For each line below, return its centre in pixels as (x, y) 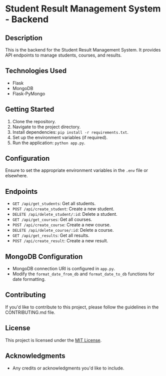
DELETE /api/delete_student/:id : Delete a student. (65, 214)
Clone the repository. (34, 121)
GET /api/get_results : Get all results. (51, 235)
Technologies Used (36, 71)
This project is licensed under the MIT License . (53, 340)
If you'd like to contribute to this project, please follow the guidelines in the (82, 307)
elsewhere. (16, 176)
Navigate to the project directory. (46, 127)
